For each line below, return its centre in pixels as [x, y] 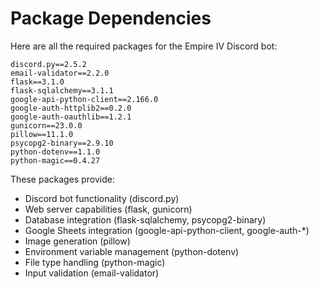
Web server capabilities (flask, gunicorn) [108, 209]
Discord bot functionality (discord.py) [102, 198]
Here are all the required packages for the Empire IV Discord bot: [144, 46]
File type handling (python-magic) [95, 262]
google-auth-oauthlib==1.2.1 [71, 117]
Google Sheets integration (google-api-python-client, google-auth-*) [167, 230]
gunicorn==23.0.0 [46, 125]
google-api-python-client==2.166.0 [84, 99]
